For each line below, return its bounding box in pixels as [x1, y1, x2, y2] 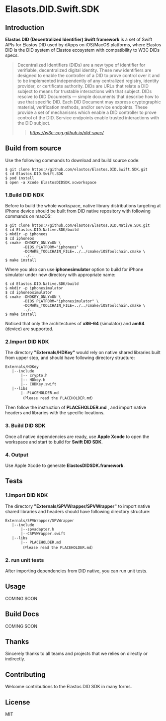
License [5, 698, 30, 707]
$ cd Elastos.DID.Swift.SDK [5, 171, 64, 176]
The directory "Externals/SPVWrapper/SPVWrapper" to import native [5, 503, 151, 509]
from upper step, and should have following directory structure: [5, 355, 135, 361]
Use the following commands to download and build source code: [5, 157, 140, 163]
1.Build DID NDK [5, 191, 44, 198]
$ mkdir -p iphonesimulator [5, 286, 64, 291]
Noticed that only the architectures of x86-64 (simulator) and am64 [5, 321, 145, 327]
